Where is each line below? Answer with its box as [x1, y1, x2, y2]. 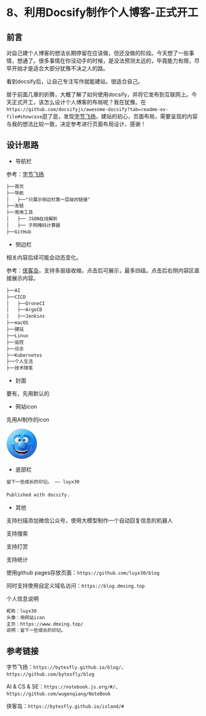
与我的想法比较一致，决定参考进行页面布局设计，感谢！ [6, 120, 146, 128]
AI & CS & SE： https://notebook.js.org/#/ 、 [6, 683, 121, 690]
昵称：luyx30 [6, 608, 37, 614]
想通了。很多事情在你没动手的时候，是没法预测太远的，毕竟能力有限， [17, 57, 194, 64]
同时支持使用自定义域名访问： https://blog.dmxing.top [6, 582, 145, 589]
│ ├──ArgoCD [6, 307, 43, 313]
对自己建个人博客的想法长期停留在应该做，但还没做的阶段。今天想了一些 [6, 50, 189, 56]
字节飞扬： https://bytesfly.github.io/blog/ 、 [6, 663, 127, 671]
